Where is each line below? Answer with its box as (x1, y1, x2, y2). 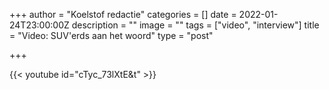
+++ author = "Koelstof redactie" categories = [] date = (9, 9, 237, 20)
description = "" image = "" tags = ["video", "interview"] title (71, 19, 320, 31)
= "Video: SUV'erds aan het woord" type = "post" (9, 30, 214, 41)
